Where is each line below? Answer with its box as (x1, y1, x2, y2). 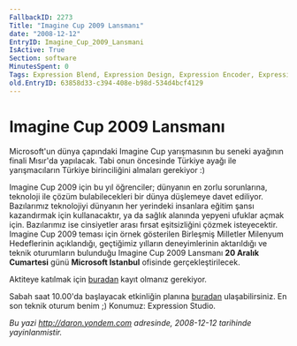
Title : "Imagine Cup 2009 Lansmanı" (9, 21, 144, 30)
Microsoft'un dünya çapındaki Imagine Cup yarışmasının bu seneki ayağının (9, 146, 285, 156)
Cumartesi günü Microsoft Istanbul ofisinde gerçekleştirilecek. (9, 257, 240, 267)
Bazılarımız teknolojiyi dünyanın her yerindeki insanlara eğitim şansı (9, 200, 255, 211)
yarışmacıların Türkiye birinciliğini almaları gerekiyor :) (9, 164, 205, 175)
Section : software (9, 54, 77, 63)
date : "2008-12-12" (9, 29, 81, 38)
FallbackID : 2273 (9, 12, 73, 22)
